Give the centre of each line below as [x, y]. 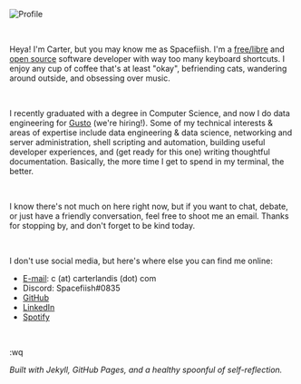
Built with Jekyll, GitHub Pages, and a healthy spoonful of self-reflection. [146, 369]
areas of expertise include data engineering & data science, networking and [151, 133]
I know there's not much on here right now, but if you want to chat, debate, [149, 206]
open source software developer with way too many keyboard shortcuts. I [147, 59]
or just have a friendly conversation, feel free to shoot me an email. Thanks [149, 216]
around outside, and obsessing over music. [90, 78]
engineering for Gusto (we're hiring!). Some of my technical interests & [141, 123]
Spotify [36, 317]
